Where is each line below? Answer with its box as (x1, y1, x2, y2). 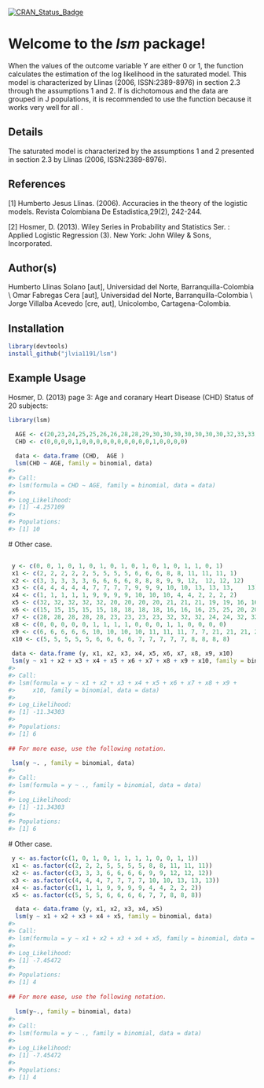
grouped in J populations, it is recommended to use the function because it (8, 94, 251, 104)
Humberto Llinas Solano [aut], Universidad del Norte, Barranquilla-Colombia (8, 282, 254, 292)
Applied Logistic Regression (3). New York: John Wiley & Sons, (8, 230, 212, 240)
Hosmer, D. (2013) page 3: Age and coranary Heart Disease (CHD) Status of (8, 392, 254, 402)
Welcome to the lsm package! (8, 35, 206, 53)
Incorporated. (8, 238, 53, 248)
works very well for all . (8, 102, 84, 112)
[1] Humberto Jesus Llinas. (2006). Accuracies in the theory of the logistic (8, 198, 247, 208)
